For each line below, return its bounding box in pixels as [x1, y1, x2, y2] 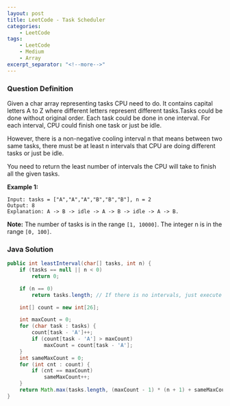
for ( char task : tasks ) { [19, 323, 97, 330]
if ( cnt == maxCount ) [31, 368, 94, 374]
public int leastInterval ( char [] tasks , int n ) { [7, 260, 152, 267]
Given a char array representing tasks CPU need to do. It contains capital [7, 99, 214, 107]
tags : [7, 36, 23, 43]
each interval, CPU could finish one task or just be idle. [7, 121, 162, 129]
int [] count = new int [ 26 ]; [19, 304, 99, 311]
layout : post [7, 10, 44, 17]
